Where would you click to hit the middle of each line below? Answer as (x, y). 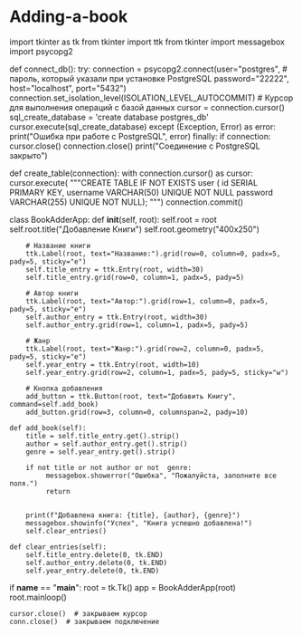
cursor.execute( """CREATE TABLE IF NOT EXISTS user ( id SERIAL (134, 182)
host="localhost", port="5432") (68, 88)
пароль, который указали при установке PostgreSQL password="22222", (149, 78)
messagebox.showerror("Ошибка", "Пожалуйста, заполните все (161, 476)
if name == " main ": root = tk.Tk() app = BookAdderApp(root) (123, 587)
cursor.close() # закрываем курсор (78, 613)
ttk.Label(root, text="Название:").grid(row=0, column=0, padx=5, (153, 254)
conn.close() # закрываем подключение (85, 621)
